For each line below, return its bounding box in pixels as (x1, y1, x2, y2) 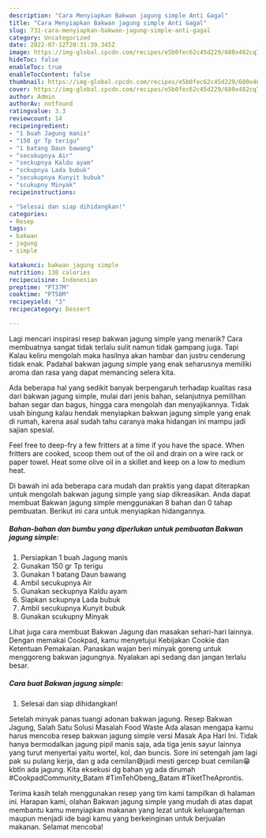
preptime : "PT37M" (9, 283, 69, 291)
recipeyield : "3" (9, 298, 66, 306)
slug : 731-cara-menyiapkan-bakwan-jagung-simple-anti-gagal (9, 26, 212, 34)
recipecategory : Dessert (9, 306, 91, 314)
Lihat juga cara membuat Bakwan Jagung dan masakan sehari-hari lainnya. (9, 627, 253, 636)
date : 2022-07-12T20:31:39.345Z (9, 41, 115, 49)
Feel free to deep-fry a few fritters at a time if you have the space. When (9, 440, 245, 450)
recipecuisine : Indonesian (9, 276, 98, 284)
